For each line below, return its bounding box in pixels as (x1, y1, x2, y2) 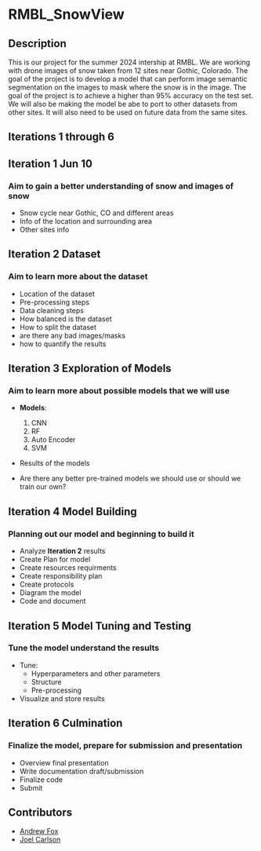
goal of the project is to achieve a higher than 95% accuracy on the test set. (8, 91, 253, 100)
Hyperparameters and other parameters (31, 669, 161, 678)
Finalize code (19, 775, 63, 784)
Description (8, 37, 67, 50)
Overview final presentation (19, 758, 110, 767)
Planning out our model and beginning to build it (8, 528, 194, 539)
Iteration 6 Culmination (8, 717, 123, 730)
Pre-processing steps (19, 297, 90, 307)
